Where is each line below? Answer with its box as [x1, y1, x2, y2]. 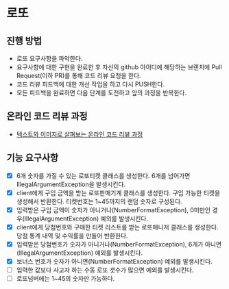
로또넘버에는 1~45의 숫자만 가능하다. [16, 275, 115, 283]
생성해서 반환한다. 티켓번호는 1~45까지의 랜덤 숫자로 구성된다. [16, 197, 182, 205]
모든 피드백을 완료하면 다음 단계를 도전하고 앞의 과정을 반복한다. [16, 89, 186, 97]
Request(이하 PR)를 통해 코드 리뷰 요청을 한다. [16, 72, 141, 79]
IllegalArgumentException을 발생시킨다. [16, 180, 126, 188]
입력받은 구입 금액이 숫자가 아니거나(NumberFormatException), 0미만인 [16, 205, 210, 214]
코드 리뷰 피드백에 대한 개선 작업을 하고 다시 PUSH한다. [16, 80, 165, 88]
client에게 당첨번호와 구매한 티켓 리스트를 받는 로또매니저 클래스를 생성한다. [16, 223, 219, 231]
